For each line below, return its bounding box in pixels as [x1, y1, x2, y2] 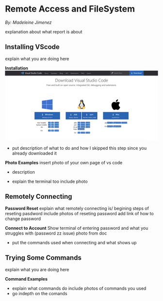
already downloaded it [12, 150, 57, 156]
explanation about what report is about [5, 29, 82, 34]
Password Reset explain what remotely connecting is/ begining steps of [5, 205, 149, 211]
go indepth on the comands [12, 290, 67, 296]
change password [5, 216, 41, 222]
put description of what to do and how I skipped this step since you [12, 145, 147, 151]
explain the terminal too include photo [12, 178, 88, 185]
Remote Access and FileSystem [5, 3, 135, 15]
